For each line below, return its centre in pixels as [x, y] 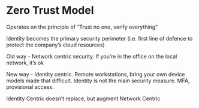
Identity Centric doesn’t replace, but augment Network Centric [83, 98]
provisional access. [30, 87]
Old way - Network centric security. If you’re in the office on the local [92, 56]
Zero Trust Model [50, 10]
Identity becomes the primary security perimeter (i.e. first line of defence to [99, 38]
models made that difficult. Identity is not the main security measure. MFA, [98, 81]
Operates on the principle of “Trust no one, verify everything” [82, 27]
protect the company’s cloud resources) [55, 45]
